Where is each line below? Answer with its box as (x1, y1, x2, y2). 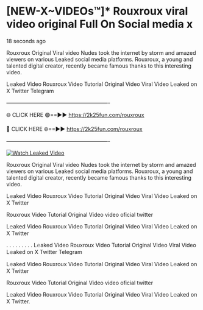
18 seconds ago (6, 37, 46, 44)
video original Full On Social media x (6, 17, 193, 31)
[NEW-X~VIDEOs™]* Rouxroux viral (6, 4, 188, 18)
